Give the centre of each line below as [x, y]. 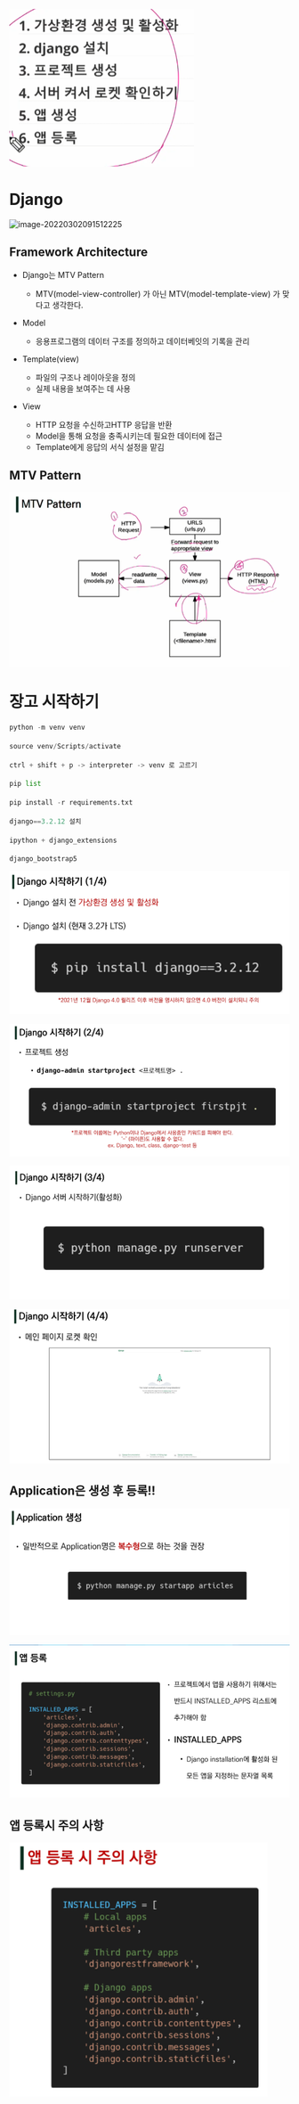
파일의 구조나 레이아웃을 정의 [85, 377]
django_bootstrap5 [43, 859]
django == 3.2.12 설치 [45, 821]
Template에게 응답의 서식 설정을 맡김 [100, 446]
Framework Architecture [79, 253]
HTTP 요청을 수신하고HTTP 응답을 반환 [104, 424]
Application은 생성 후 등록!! [82, 1491]
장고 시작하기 [54, 702]
